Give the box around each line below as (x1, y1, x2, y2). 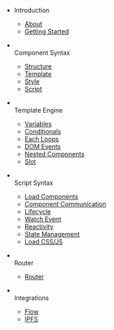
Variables (24, 120, 52, 128)
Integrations (13, 294, 49, 302)
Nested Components (24, 150, 85, 158)
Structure (24, 62, 52, 70)
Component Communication (24, 200, 107, 208)
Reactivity (24, 222, 54, 231)
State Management (24, 230, 80, 238)
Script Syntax (13, 178, 53, 187)
